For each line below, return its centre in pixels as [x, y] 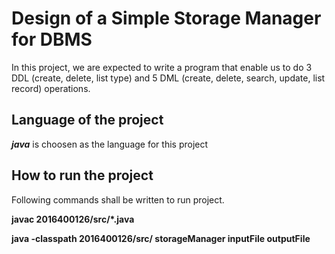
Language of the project [87, 120]
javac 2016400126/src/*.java [73, 219]
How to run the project [82, 175]
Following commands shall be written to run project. [118, 199]
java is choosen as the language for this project [110, 144]
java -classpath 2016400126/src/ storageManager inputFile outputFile [161, 238]
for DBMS [52, 39]
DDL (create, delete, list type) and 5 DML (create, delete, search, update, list [168, 78]
